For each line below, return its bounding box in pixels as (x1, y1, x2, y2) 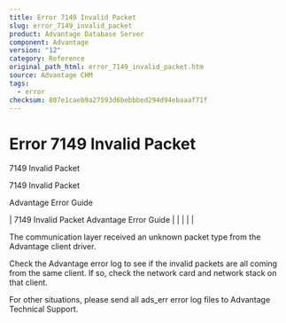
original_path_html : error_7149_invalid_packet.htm (9, 63, 204, 72)
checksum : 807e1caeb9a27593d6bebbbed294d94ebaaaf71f (9, 95, 208, 105)
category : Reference (9, 54, 86, 63)
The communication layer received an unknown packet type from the (9, 232, 261, 242)
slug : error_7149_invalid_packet (9, 21, 133, 30)
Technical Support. (9, 303, 79, 315)
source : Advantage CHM (9, 71, 93, 80)
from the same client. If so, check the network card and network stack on (9, 268, 277, 279)
